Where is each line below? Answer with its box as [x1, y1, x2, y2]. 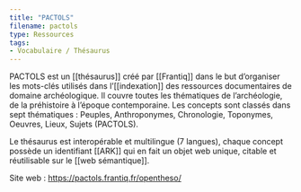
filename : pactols [9, 22, 78, 31]
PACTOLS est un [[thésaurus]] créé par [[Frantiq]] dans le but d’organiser [9, 71, 280, 82]
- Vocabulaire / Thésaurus [9, 47, 111, 56]
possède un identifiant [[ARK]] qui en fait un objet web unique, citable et [9, 145, 277, 157]
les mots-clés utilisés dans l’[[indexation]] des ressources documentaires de [9, 81, 292, 92]
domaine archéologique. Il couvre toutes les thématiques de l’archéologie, [9, 91, 283, 101]
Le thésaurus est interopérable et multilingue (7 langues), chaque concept [9, 136, 283, 147]
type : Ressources [9, 30, 75, 39]
